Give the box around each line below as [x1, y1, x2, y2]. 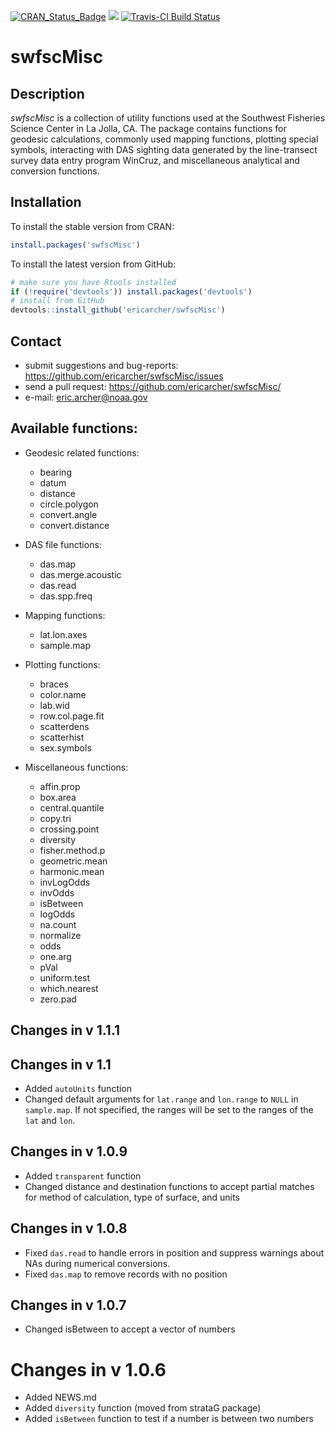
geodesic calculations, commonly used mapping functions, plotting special [10, 133, 319, 145]
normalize [39, 929, 82, 941]
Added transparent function [24, 1170, 142, 1182]
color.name [39, 688, 87, 700]
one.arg [39, 950, 72, 962]
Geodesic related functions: [24, 446, 140, 459]
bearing [39, 466, 72, 478]
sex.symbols [39, 741, 92, 754]
